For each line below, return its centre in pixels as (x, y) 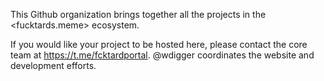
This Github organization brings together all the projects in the (138, 14)
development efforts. (53, 65)
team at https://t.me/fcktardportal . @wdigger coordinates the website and (162, 55)
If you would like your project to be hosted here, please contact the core (159, 44)
